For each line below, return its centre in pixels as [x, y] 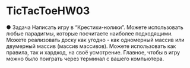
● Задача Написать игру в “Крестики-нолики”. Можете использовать [95, 27]
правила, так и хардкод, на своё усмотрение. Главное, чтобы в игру [93, 52]
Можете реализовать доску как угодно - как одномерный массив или [95, 40]
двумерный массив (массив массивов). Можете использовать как [91, 46]
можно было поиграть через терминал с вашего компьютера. [85, 59]
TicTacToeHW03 [48, 11]
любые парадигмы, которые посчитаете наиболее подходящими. [90, 33]
